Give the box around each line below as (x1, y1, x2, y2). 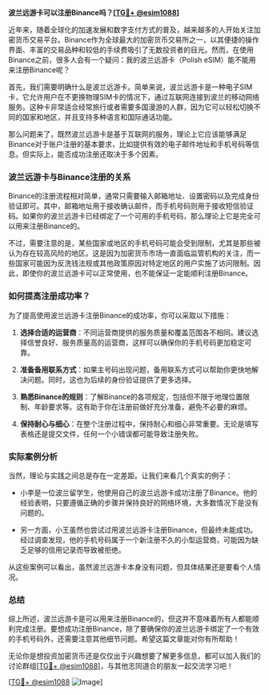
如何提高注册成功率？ (8, 291, 90, 302)
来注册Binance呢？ (8, 65, 70, 75)
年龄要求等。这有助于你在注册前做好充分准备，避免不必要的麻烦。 (34, 402, 252, 411)
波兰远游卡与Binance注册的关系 (8, 171, 131, 182)
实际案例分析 (8, 451, 58, 462)
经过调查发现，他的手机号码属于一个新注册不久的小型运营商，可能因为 (19, 534, 252, 545)
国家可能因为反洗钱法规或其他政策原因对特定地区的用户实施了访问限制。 (14, 259, 254, 268)
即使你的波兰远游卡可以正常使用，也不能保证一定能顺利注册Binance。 (22, 268, 253, 278)
